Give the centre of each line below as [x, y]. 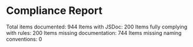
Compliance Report [54, 11]
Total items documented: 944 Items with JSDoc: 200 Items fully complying [97, 27]
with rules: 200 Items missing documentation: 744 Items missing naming [94, 32]
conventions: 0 [24, 39]
